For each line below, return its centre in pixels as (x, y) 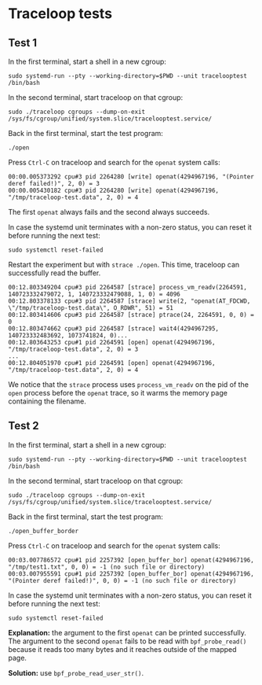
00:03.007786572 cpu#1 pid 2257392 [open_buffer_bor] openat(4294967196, (131, 560)
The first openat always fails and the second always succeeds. (109, 212)
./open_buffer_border (44, 531)
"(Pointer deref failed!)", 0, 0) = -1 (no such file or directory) (122, 580)
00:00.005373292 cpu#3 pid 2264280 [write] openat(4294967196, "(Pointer (131, 177)
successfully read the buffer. (55, 273)
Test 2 (24, 426)
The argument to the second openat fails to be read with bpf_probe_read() (127, 641)
